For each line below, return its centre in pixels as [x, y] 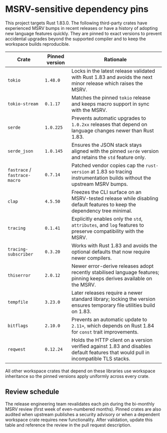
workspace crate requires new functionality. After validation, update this [79, 420]
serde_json [20, 151]
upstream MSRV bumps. [100, 184]
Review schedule [32, 392]
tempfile [18, 302]
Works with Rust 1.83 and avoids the [114, 246]
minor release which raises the [107, 83]
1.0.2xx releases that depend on [109, 124]
